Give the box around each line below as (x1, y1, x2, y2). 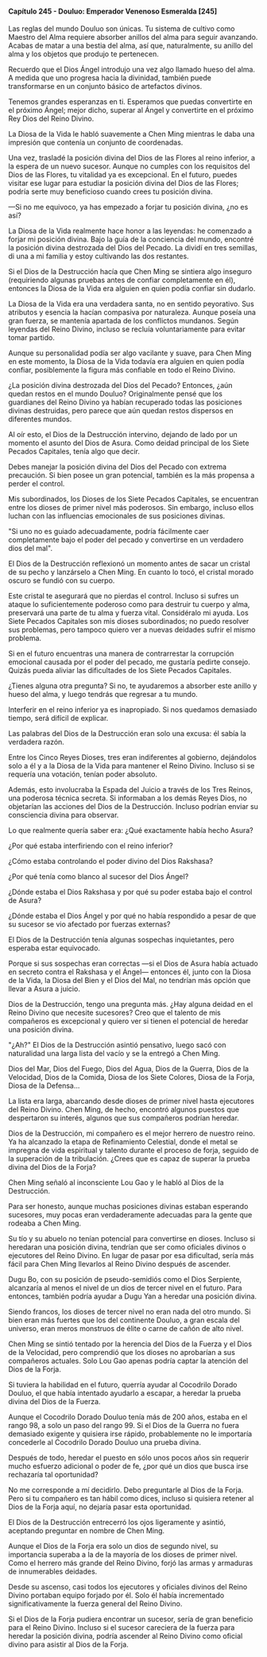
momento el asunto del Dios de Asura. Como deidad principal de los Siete (8, 438, 250, 448)
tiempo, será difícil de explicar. (8, 714, 109, 723)
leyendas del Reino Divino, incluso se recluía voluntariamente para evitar (8, 324, 246, 334)
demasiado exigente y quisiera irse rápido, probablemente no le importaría (8, 1429, 253, 1438)
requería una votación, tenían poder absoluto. (8, 769, 157, 779)
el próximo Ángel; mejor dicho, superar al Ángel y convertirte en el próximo (8, 106, 254, 115)
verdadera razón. (8, 738, 65, 747)
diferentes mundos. (8, 414, 72, 424)
